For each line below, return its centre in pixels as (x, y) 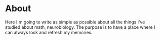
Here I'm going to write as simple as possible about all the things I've (75, 22)
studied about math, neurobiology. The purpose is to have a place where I (80, 27)
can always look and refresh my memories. (49, 32)
